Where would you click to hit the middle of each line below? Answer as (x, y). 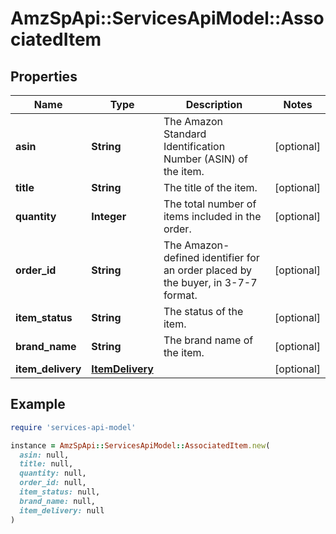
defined (181, 257)
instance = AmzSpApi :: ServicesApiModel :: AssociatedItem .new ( (140, 445)
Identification (194, 146)
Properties (44, 76)
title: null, (46, 464)
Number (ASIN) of (205, 159)
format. (180, 295)
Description (214, 104)
